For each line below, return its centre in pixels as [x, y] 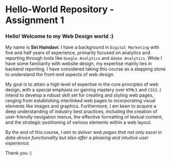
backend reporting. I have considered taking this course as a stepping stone [85, 69]
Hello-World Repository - [60, 9]
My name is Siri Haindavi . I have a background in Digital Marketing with [82, 48]
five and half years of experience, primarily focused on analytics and [78, 53]
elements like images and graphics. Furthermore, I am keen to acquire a [81, 106]
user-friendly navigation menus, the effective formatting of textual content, [84, 117]
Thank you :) [19, 153]
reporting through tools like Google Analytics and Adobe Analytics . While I [84, 58]
